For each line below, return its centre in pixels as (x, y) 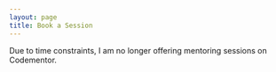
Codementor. (33, 60)
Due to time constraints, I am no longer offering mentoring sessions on (138, 50)
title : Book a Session (51, 25)
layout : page (33, 17)
